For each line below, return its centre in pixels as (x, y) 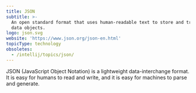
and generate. (23, 83)
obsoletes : (19, 49)
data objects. (28, 28)
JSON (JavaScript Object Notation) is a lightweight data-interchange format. (98, 71)
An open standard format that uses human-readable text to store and (97, 22)
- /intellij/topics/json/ (43, 55)
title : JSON (20, 11)
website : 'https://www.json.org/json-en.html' (64, 38)
